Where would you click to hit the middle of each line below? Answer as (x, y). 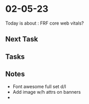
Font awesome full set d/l (39, 86)
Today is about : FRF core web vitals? (45, 23)
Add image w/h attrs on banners (47, 92)
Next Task (22, 39)
